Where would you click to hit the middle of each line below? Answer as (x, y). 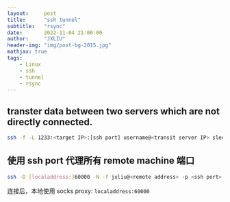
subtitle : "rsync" (37, 26)
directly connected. (50, 122)
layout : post (32, 13)
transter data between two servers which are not (114, 111)
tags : (15, 58)
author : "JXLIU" (37, 39)
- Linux (30, 64)
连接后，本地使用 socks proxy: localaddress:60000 (78, 191)
